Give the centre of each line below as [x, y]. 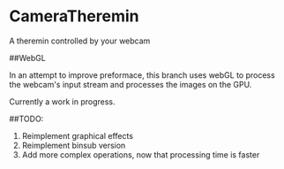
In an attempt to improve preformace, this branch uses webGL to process [142, 75]
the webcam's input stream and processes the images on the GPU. [131, 84]
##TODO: [26, 119]
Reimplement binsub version [74, 145]
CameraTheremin [74, 16]
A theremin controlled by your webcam [80, 41]
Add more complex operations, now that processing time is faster [141, 154]
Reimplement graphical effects [78, 135]
